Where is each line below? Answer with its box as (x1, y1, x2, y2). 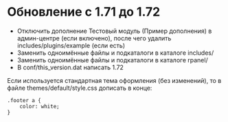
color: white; (19, 103, 60, 110)
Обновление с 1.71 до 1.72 (7, 4, 161, 20)
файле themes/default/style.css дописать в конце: (7, 84, 152, 92)
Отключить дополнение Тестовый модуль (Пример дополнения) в (16, 27, 212, 35)
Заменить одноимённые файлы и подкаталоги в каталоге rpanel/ (16, 56, 208, 64)
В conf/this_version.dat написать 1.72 (16, 63, 124, 71)
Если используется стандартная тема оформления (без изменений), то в (7, 76, 222, 84)
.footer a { (7, 97, 41, 103)
